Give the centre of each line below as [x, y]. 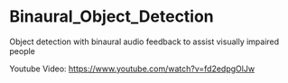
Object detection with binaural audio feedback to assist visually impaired [144, 41]
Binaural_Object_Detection [111, 17]
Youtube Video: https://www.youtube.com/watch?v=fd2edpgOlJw [132, 69]
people [23, 51]
